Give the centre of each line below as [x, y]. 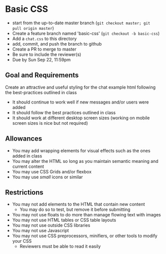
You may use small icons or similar [47, 177]
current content [28, 166]
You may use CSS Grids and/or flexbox [52, 171]
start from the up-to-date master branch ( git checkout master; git [81, 23]
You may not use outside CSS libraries [51, 225]
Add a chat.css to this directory [44, 39]
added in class [27, 156]
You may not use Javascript [41, 231]
